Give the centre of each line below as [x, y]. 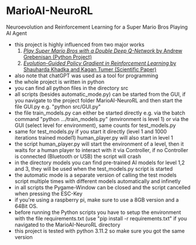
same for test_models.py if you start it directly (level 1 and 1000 [90, 131]
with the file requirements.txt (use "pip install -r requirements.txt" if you [101, 218]
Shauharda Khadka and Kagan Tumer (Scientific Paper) [90, 69]
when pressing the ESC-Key [49, 194]
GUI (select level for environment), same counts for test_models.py [95, 125]
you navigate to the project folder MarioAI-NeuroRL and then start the [98, 100]
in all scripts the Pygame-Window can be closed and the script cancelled [102, 187]
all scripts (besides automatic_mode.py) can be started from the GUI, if [100, 94]
